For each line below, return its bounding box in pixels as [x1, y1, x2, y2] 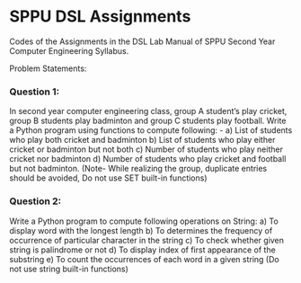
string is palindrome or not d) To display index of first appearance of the [9, 244, 276, 255]
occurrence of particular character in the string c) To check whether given [9, 234, 285, 245]
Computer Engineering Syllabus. [9, 45, 129, 56]
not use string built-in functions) [9, 263, 128, 274]
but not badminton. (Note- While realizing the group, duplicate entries [9, 164, 268, 174]
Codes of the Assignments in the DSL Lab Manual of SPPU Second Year [9, 36, 276, 47]
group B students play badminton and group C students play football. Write [9, 115, 287, 127]
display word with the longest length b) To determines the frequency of [9, 225, 273, 235]
